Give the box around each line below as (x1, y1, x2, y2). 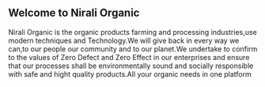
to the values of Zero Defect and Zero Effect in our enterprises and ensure (8, 52, 250, 62)
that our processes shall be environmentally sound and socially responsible (8, 61, 254, 70)
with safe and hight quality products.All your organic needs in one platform (8, 69, 252, 78)
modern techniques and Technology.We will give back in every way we (8, 36, 240, 45)
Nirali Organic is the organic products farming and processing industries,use (8, 27, 257, 36)
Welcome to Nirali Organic (8, 6, 140, 20)
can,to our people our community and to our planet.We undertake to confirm (8, 43, 258, 54)
